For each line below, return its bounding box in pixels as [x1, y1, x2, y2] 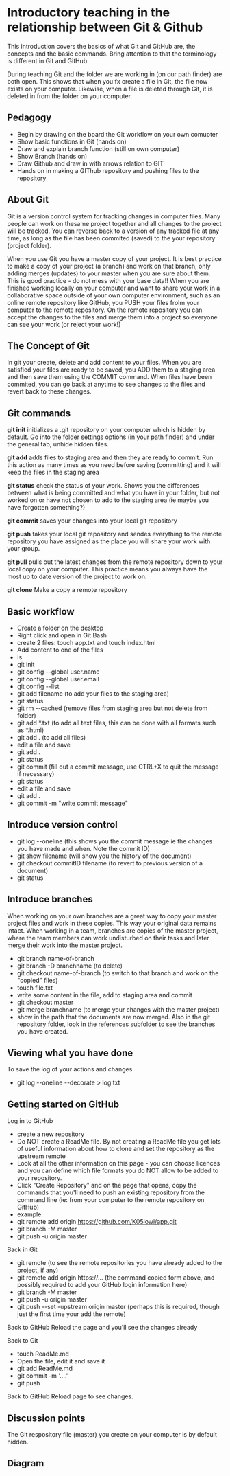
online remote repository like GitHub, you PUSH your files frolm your [7, 298, 200, 306]
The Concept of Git [7, 340, 90, 352]
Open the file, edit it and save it [16, 1357, 105, 1365]
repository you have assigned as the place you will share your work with [7, 537, 211, 545]
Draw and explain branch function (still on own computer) [16, 144, 180, 152]
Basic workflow [7, 606, 75, 617]
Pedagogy [7, 112, 52, 124]
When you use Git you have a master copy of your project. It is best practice [7, 254, 222, 262]
